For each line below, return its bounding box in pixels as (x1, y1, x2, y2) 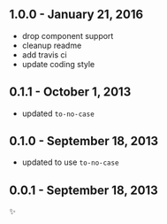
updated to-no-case (21, 108, 95, 119)
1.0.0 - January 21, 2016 (9, 7, 144, 22)
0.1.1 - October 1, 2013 (9, 84, 132, 100)
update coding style (21, 58, 95, 69)
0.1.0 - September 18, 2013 (9, 134, 159, 149)
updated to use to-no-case (21, 157, 119, 167)
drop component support (21, 30, 114, 41)
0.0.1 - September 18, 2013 (9, 182, 158, 197)
